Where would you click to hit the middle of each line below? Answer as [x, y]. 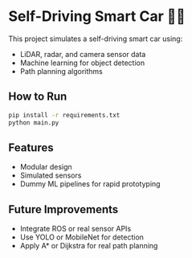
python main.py [34, 123]
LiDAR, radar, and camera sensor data [83, 54]
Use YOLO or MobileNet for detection [82, 237]
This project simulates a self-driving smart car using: [96, 39]
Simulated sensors [51, 175]
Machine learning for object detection [82, 63]
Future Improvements [63, 209]
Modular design [46, 167]
